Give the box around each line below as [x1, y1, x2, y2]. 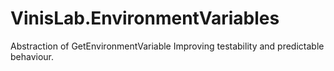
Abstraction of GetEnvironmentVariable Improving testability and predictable [10, 40, 325, 52]
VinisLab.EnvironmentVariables [10, 7, 280, 30]
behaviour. [10, 50, 55, 62]
